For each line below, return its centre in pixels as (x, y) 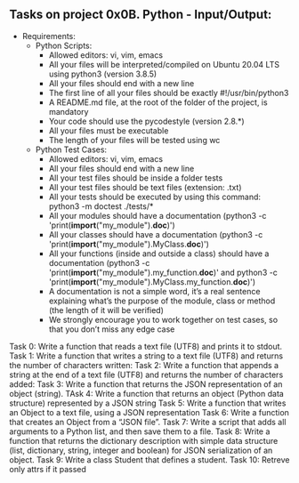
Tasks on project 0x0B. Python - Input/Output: (141, 15)
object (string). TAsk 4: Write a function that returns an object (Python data (147, 393)
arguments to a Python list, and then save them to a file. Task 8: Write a (140, 431)
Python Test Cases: (71, 149)
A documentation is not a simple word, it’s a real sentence (154, 291)
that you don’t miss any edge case (112, 329)
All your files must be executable (109, 130)
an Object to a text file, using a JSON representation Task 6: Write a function (149, 412)
